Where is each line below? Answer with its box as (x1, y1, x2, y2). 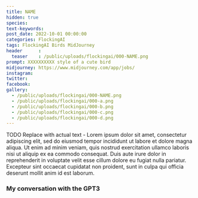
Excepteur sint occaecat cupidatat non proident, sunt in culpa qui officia (6, 163, 184, 170)
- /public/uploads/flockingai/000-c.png (11, 109, 114, 115)
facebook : (6, 82, 31, 88)
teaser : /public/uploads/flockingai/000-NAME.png (11, 53, 148, 59)
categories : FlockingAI (6, 37, 66, 43)
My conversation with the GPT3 (6, 184, 100, 193)
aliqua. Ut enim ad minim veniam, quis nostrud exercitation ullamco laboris (6, 144, 190, 151)
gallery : (6, 87, 28, 93)
